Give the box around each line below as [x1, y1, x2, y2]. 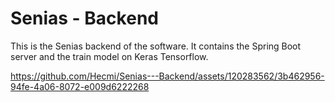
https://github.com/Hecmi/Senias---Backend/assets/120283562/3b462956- [10, 70, 325, 82]
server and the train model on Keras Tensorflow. [10, 50, 209, 62]
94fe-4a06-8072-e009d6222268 [10, 80, 150, 92]
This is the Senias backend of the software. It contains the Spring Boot [10, 40, 302, 52]
